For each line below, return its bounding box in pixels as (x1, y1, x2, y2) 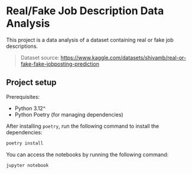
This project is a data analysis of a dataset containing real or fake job (6, 36, 174, 43)
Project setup (6, 78, 57, 88)
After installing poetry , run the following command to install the (6, 123, 160, 130)
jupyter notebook (6, 162, 49, 168)
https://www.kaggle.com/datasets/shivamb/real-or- (60, 54, 187, 61)
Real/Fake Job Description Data (6, 4, 164, 18)
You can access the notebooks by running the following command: (6, 151, 169, 158)
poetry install (6, 140, 44, 146)
